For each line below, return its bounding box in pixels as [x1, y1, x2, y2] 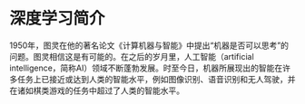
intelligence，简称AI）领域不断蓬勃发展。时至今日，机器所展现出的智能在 [9, 62, 283, 73]
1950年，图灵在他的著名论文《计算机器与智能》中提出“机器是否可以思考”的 [9, 40, 289, 51]
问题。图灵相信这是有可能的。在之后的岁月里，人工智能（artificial [9, 51, 254, 61]
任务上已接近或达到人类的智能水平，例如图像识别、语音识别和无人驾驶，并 [16, 73, 296, 84]
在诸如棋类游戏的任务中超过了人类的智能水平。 [9, 85, 184, 96]
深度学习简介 [9, 8, 106, 29]
